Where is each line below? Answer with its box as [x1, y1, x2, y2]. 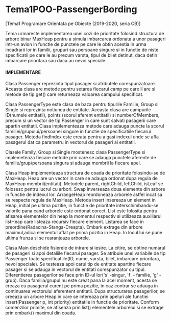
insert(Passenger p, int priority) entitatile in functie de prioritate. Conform [5, 299, 159, 305]
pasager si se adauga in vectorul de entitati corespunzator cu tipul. [5, 266, 146, 273]
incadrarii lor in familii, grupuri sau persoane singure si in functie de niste [5, 46, 159, 53]
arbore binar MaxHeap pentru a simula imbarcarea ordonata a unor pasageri [5, 36, 166, 42]
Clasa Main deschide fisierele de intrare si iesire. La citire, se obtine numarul [5, 245, 166, 251]
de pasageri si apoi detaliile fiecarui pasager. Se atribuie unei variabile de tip [5, 250, 166, 256]
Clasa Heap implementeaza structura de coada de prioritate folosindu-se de [5, 170, 165, 176]
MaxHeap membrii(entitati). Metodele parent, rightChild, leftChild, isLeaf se [5, 181, 163, 187]
